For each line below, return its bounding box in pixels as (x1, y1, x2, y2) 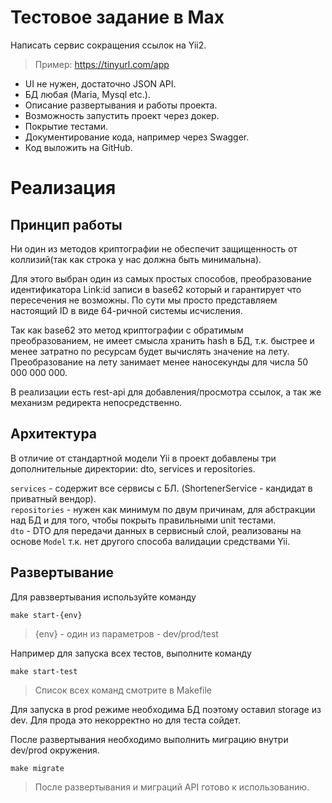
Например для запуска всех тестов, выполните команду (10, 647, 252, 659)
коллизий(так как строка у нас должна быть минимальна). (10, 253, 262, 265)
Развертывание (10, 564, 114, 581)
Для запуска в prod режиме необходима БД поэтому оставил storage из (10, 703, 322, 715)
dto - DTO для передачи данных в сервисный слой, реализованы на (10, 524, 302, 536)
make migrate (10, 763, 65, 773)
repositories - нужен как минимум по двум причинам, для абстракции (10, 503, 316, 515)
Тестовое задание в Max (10, 6, 225, 29)
